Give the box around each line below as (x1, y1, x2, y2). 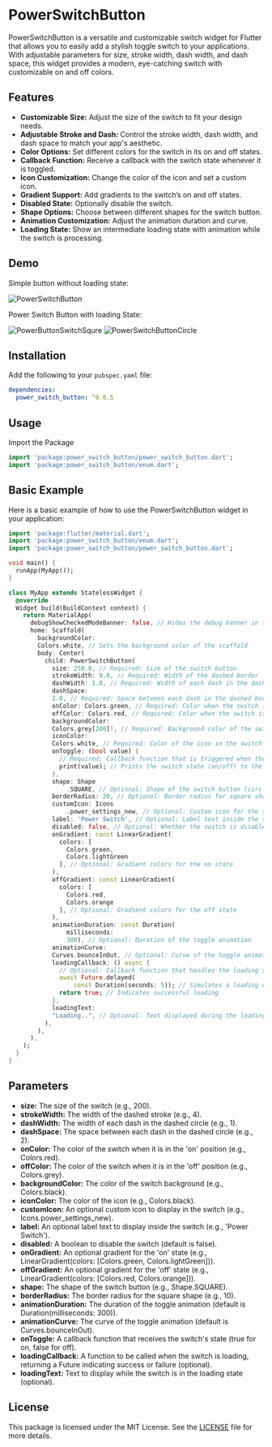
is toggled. (19, 164, 56, 174)
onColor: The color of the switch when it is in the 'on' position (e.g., (19, 1143, 247, 1154)
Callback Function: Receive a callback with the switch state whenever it (19, 155, 261, 165)
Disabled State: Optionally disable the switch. (19, 198, 173, 208)
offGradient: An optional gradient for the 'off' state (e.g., (19, 1264, 209, 1274)
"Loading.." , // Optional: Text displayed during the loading (51, 1011, 266, 1020)
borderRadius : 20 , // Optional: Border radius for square (51, 793, 252, 801)
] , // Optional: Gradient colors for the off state (59, 905, 237, 914)
